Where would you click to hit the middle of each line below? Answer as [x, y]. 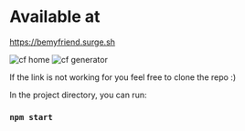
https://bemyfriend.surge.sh [63, 42]
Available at [55, 17]
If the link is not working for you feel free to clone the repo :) [122, 77]
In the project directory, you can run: [78, 95]
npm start [31, 117]
